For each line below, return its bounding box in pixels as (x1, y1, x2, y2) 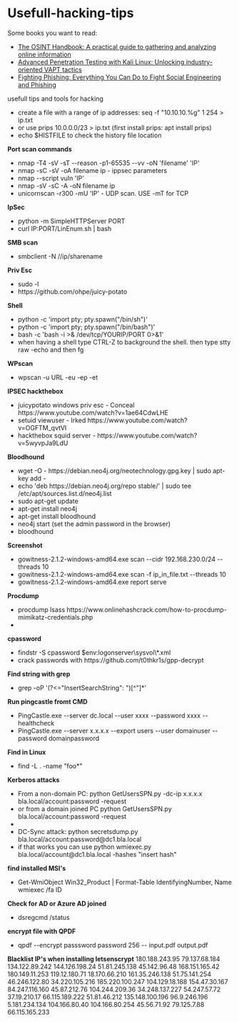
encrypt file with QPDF (7, 927, 76, 936)
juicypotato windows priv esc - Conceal (17, 400, 135, 409)
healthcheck (17, 718, 55, 727)
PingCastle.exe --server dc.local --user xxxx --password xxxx (17, 711, 201, 720)
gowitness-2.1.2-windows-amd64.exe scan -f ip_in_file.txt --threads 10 (17, 570, 227, 578)
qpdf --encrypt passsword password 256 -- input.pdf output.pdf (17, 941, 208, 949)
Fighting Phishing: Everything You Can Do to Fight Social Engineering (17, 73, 221, 81)
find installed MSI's (7, 863, 66, 873)
